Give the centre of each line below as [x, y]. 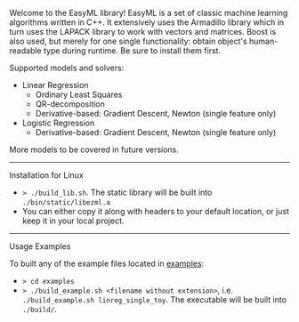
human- [263, 41]
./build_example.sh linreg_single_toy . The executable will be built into [154, 300]
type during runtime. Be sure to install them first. [132, 51]
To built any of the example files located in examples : [107, 263]
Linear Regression [55, 85]
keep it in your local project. [73, 221]
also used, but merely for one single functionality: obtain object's [128, 41]
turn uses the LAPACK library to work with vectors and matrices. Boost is [143, 32]
